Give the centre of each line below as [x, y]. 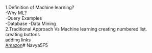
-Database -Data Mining [31, 23]
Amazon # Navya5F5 [27, 45]
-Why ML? [16, 13]
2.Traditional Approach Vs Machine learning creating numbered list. [76, 29]
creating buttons [22, 34]
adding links [18, 40]
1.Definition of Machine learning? [40, 7]
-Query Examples [24, 18]
